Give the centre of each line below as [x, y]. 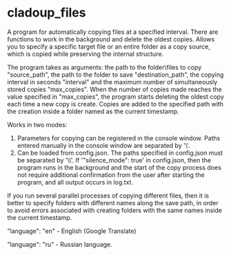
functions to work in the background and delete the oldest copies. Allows [111, 39]
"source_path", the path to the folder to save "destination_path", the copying [115, 75]
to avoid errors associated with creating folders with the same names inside [115, 210]
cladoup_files [47, 13]
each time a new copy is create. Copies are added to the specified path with [115, 104]
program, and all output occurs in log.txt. [75, 182]
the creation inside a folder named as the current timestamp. [93, 111]
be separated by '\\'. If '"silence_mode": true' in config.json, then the [114, 160]
